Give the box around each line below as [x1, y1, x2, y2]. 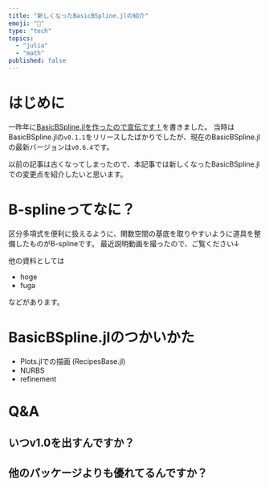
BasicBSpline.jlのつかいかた [8, 328, 195, 346]
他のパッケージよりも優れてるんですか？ [8, 466, 208, 480]
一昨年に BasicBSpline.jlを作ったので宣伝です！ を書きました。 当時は [8, 122, 235, 131]
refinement [19, 374, 57, 383]
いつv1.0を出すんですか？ [8, 436, 135, 450]
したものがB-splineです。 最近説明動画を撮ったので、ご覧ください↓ [14, 238, 240, 248]
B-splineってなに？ [8, 200, 136, 218]
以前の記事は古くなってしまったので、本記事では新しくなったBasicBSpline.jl [8, 159, 260, 169]
